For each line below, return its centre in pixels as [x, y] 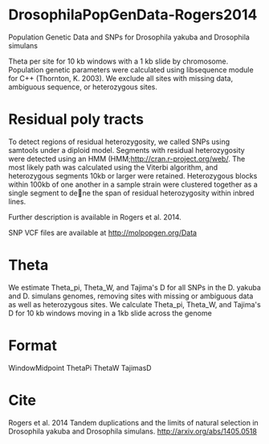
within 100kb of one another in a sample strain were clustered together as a [133, 184]
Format [33, 345]
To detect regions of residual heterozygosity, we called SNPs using [119, 142]
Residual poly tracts [76, 119]
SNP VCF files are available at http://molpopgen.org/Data [103, 232]
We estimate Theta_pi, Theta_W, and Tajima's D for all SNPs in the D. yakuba [134, 287]
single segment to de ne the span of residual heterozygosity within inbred [131, 193]
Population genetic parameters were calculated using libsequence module [131, 69]
